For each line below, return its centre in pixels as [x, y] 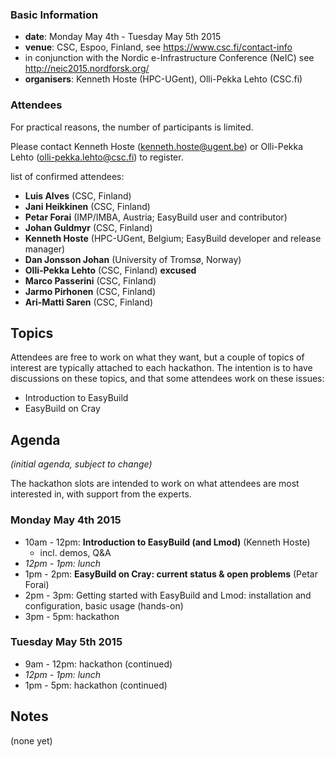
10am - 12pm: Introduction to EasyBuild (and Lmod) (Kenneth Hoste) [167, 542]
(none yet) [31, 740]
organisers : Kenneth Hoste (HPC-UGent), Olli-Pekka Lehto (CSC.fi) [163, 79]
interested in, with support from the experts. [101, 494]
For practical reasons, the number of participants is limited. [132, 127]
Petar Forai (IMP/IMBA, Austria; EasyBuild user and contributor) [156, 217]
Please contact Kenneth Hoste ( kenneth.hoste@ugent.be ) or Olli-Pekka [157, 146]
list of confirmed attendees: [67, 176]
